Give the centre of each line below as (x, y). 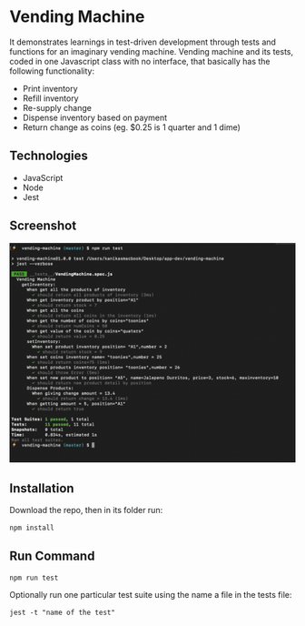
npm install (32, 528)
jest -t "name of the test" (63, 613)
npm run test (34, 578)
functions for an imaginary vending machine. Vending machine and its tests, (152, 51)
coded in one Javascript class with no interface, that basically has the (140, 61)
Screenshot (43, 226)
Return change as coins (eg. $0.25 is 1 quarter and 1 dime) (131, 127)
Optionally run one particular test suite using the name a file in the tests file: (151, 595)
